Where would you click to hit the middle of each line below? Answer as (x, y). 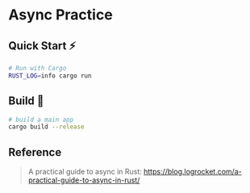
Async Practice (60, 15)
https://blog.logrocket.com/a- (193, 172)
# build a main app (41, 120)
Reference (35, 152)
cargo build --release (46, 127)
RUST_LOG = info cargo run (50, 76)
